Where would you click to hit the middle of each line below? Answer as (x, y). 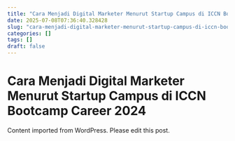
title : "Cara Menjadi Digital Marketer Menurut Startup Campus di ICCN (114, 14)
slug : (15, 27)
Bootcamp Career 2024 (77, 111)
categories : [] (29, 33)
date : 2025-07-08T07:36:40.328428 (58, 20)
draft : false (26, 46)
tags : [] (20, 40)
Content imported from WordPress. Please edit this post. (88, 130)
